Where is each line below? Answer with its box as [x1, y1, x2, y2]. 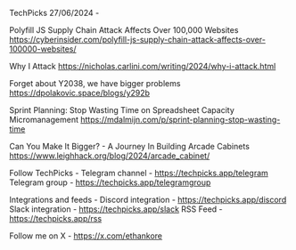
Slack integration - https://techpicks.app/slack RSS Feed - [9, 204, 223, 214]
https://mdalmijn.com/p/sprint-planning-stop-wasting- [79, 115, 281, 125]
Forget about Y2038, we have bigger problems [9, 78, 181, 88]
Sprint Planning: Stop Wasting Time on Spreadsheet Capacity [9, 105, 234, 115]
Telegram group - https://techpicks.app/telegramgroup [9, 177, 211, 188]
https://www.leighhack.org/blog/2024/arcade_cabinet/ [9, 150, 210, 161]
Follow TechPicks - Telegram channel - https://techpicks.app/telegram [9, 168, 269, 178]
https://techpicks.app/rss [9, 214, 103, 223]
